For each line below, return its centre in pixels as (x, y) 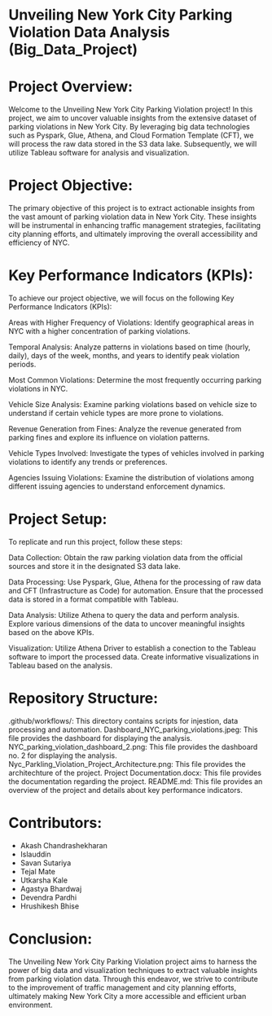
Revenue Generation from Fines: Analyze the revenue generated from (125, 429)
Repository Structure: (83, 698)
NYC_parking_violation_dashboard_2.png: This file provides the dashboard (133, 747)
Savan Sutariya (46, 863)
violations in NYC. (38, 389)
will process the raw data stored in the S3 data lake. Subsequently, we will (133, 144)
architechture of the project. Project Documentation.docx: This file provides (135, 773)
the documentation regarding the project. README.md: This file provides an (136, 781)
